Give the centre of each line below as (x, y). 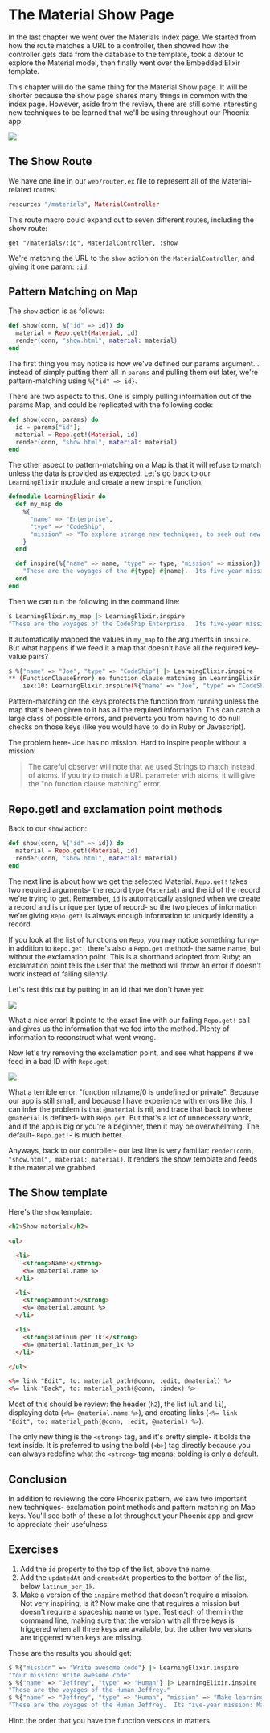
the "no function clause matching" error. (95, 784)
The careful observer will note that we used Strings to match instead (141, 767)
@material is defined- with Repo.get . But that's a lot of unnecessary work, (130, 1117)
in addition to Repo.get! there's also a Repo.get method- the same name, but (135, 948)
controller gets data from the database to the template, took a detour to (126, 54)
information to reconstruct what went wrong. (82, 1037)
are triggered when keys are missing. (81, 1637)
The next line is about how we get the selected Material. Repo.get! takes (128, 881)
